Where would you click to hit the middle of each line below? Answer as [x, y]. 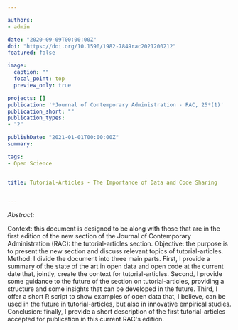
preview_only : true [43, 85]
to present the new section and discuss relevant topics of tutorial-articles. [115, 251]
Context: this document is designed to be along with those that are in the [114, 229]
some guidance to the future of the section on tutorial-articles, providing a [116, 282]
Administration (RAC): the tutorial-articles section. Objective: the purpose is [118, 244]
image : [17, 66]
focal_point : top [39, 79]
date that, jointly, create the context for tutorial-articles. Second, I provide [115, 274]
